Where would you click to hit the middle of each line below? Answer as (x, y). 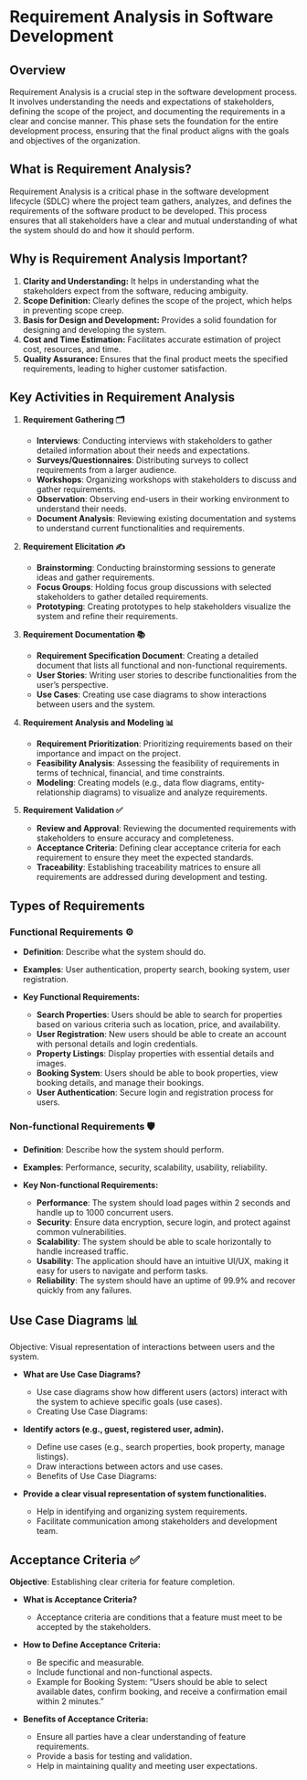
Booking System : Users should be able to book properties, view (157, 1073)
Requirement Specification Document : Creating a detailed (147, 656)
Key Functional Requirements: (81, 997)
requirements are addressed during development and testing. (152, 877)
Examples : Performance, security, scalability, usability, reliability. (145, 1167)
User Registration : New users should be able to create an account (161, 1035)
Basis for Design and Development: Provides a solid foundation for (149, 320)
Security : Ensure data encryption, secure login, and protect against (163, 1222)
